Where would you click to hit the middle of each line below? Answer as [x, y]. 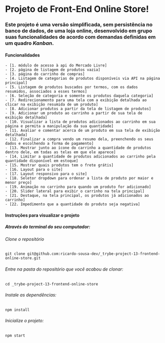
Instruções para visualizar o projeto [42, 215]
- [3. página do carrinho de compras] [45, 74]
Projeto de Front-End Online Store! [77, 9]
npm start [15, 336]
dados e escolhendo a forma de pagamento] [49, 144]
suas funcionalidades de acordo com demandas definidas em [81, 37]
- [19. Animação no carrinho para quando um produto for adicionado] [78, 187]
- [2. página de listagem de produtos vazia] [53, 70]
